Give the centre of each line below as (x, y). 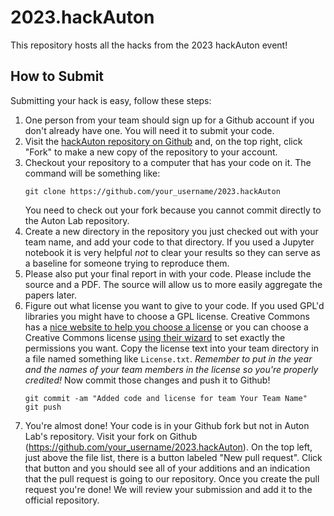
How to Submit (57, 76)
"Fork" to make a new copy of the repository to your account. (151, 152)
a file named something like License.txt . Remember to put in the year (168, 358)
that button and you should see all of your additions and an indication (167, 468)
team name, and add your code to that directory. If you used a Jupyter (169, 242)
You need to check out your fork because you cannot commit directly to (173, 210)
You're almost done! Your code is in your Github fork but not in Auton (167, 425)
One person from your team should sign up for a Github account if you (169, 120)
